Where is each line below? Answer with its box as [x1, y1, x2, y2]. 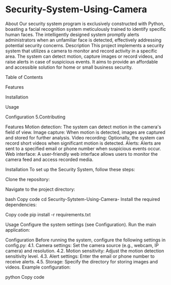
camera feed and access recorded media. [5, 156, 94, 162]
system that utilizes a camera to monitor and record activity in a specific [5, 48, 158, 54]
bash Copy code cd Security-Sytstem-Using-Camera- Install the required [5, 196, 160, 202]
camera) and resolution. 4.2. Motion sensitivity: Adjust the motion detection [5, 248, 164, 254]
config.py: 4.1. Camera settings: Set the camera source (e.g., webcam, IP [5, 242, 159, 248]
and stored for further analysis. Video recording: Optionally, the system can [5, 134, 164, 140]
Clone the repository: [5, 176, 50, 182]
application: [5, 227, 30, 233]
